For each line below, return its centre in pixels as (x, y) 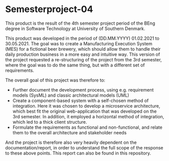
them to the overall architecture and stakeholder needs (70, 132)
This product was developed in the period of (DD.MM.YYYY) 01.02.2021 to (82, 38)
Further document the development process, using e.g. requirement (83, 90)
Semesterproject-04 (49, 9)
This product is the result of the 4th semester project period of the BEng (80, 23)
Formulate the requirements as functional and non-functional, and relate (87, 127)
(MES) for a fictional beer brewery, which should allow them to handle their (83, 49)
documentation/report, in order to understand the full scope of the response (84, 147)
